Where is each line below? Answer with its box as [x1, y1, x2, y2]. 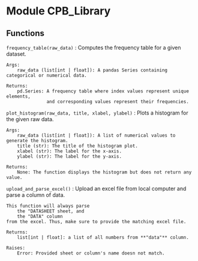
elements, [6, 94, 31, 100]
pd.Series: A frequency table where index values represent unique [17, 88, 189, 94]
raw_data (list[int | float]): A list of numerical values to [17, 133, 176, 139]
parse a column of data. [6, 191, 65, 199]
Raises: [6, 245, 26, 251]
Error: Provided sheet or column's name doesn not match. [17, 250, 165, 256]
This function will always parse [6, 203, 90, 209]
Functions [6, 28, 45, 38]
